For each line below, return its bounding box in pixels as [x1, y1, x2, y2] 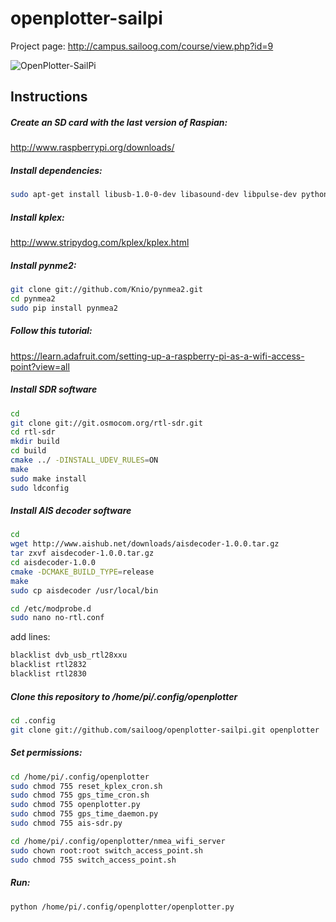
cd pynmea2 [10, 293, 56, 304]
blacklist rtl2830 [10, 669, 87, 679]
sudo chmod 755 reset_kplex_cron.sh [10, 781, 163, 791]
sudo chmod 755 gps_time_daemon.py [10, 809, 159, 819]
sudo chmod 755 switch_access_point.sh [10, 855, 177, 865]
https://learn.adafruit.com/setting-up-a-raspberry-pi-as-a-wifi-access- [10, 350, 305, 362]
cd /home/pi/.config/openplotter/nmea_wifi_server [10, 836, 226, 846]
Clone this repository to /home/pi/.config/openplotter [10, 690, 238, 702]
